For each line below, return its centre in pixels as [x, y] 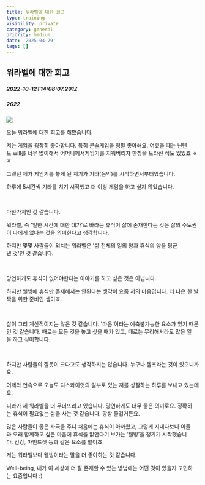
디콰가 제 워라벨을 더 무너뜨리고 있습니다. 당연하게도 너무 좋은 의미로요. [91, 406]
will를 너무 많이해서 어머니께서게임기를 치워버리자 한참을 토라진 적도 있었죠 [102, 153]
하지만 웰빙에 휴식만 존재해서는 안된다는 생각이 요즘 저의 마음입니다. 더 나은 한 [99, 291]
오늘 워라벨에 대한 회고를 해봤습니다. [50, 132]
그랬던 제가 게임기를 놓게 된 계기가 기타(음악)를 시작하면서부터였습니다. [91, 173]
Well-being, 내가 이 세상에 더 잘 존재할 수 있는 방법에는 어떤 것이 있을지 [91, 468]
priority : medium [28, 35]
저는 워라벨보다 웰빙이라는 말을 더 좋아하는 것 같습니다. [72, 455]
